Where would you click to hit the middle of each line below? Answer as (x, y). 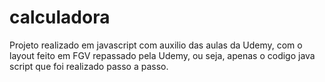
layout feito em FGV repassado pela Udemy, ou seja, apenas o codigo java (162, 55)
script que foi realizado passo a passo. (89, 66)
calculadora (60, 17)
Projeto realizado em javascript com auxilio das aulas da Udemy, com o (156, 45)
